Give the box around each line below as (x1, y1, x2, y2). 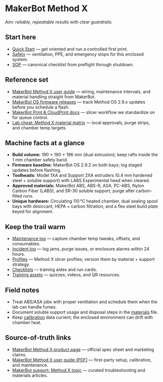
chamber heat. (12, 320, 42, 325)
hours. (12, 251, 25, 257)
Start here (5, 33, 36, 41)
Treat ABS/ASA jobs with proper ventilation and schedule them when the (12, 299, 158, 305)
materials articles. (12, 372, 48, 378)
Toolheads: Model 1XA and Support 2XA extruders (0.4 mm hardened (12, 172, 152, 178)
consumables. (12, 241, 40, 247)
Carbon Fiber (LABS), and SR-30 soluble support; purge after (12, 188, 135, 194)
